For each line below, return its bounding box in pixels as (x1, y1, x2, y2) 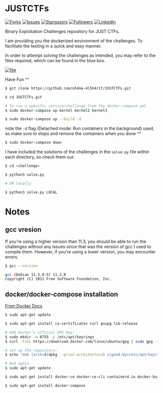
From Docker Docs (5, 303, 43, 309)
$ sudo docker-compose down (5, 140, 62, 145)
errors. (5, 254, 18, 260)
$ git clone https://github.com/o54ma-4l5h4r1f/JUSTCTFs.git (5, 86, 131, 90)
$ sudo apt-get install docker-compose (5, 383, 86, 388)
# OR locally (5, 181, 32, 186)
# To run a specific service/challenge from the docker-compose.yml (5, 103, 147, 108)
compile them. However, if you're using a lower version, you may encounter (5, 249, 156, 254)
